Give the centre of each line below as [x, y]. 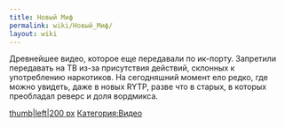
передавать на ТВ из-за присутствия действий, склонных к [122, 68]
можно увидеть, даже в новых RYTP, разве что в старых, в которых [138, 87]
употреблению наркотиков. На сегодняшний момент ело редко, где [139, 78]
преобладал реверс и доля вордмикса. [83, 96]
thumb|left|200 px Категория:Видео [76, 113]
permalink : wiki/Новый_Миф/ [61, 26]
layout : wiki [33, 34]
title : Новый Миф [41, 17]
